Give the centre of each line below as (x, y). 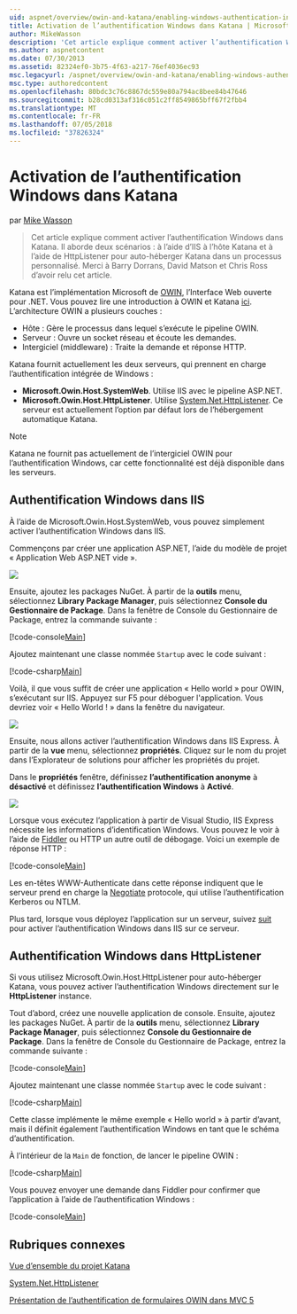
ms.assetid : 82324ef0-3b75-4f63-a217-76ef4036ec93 (104, 67)
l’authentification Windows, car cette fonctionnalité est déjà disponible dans (147, 463)
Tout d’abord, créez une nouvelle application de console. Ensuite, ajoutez (142, 1013)
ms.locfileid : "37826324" (57, 133)
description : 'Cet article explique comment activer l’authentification (146, 42)
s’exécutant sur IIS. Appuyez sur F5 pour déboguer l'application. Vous (136, 698)
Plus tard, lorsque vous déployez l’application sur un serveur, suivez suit (141, 919)
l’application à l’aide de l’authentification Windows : (102, 1200)
